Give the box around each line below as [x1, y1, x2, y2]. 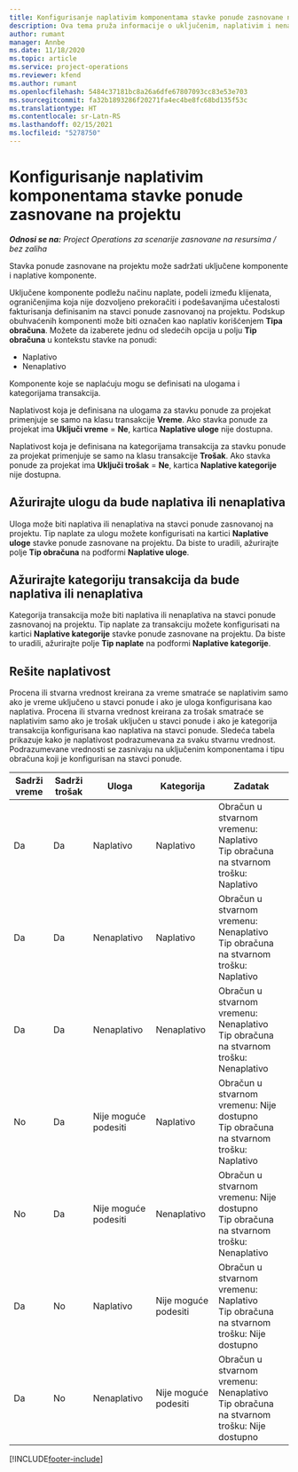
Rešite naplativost [9, 663, 111, 679]
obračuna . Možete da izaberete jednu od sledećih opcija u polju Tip [9, 325, 257, 336]
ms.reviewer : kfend [9, 71, 82, 80]
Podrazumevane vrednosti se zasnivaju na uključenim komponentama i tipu [9, 744, 285, 755]
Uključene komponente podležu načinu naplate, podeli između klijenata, [9, 287, 272, 297]
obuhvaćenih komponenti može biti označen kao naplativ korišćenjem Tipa [9, 315, 283, 326]
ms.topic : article [9, 54, 77, 63]
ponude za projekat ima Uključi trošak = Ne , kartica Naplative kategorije [9, 459, 278, 471]
